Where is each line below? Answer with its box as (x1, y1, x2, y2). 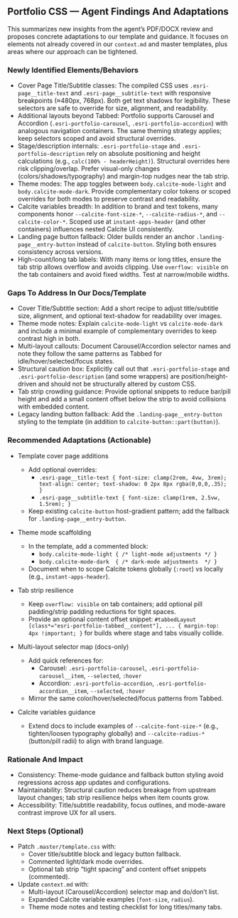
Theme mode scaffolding (17, 528, 92, 537)
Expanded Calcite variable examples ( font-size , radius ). (28, 895, 195, 904)
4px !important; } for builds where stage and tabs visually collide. (28, 628, 224, 637)
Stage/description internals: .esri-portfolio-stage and (17, 142, 180, 150)
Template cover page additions (17, 451, 109, 460)
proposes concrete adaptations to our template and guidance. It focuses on (7, 32, 229, 41)
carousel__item (38, 672, 84, 680)
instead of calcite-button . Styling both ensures (77, 240, 217, 248)
